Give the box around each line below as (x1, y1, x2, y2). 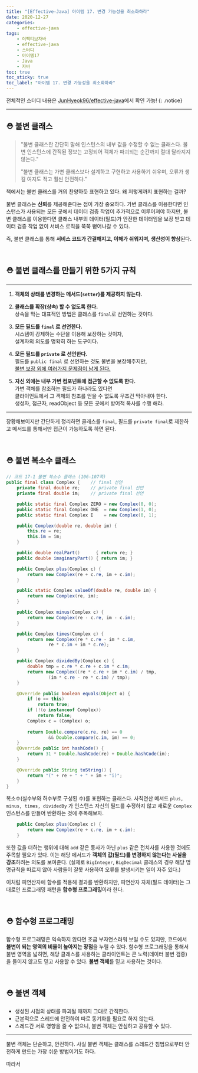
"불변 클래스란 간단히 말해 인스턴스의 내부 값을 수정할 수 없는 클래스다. (20, 140, 182, 148)
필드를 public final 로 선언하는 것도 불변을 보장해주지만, (14, 358, 147, 365)
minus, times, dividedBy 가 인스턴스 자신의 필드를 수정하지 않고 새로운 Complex (6, 802, 192, 809)
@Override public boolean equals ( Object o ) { (16, 691, 131, 696)
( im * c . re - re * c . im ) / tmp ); (48, 674, 131, 681)
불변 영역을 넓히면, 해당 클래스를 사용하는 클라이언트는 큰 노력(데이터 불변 (6, 950, 175, 957)
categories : (6, 19, 35, 25)
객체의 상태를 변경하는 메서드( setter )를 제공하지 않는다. (14, 290, 143, 297)
